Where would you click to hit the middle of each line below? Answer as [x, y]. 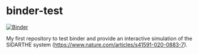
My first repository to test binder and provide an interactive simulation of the [99, 38]
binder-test [35, 11]
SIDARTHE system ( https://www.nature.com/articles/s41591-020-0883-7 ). [97, 45]
